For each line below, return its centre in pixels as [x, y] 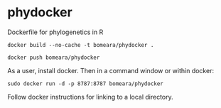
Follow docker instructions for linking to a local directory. [91, 97]
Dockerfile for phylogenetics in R [55, 32]
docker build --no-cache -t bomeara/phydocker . [81, 45]
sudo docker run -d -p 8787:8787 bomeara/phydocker [85, 83]
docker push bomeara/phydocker [54, 58]
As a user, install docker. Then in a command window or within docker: [111, 70]
